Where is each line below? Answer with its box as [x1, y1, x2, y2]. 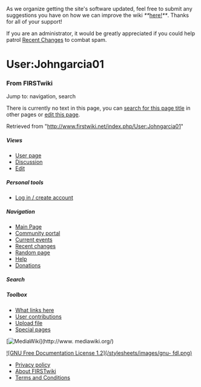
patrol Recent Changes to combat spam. [6, 36, 107, 43]
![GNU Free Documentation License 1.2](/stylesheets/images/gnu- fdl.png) [6, 349, 193, 357]
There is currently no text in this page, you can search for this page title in [6, 104, 191, 112]
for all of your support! [6, 18, 62, 25]
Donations [15, 262, 41, 269]
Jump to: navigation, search [6, 93, 76, 100]
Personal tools [6, 179, 44, 186]
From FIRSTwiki [6, 79, 53, 87]
